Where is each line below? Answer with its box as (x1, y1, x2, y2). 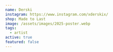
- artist (9, 30, 28, 35)
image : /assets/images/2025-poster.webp (5, 21, 91, 26)
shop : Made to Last (5, 16, 46, 21)
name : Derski (5, 7, 32, 12)
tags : (5, 26, 16, 31)
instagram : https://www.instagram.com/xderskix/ (5, 12, 108, 17)
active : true (5, 35, 32, 40)
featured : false (5, 40, 39, 45)
